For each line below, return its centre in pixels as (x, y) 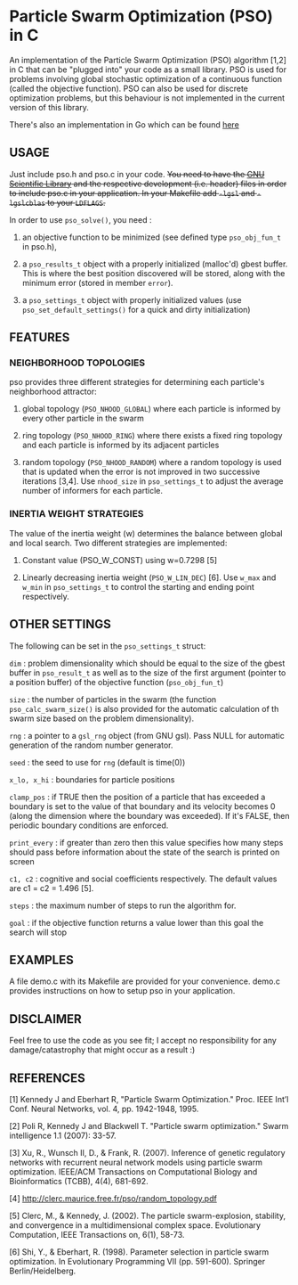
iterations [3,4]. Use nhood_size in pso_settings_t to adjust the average (153, 481)
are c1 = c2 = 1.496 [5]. (52, 888)
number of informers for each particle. (92, 491)
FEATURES (40, 337)
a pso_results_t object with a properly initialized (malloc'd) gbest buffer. (155, 264)
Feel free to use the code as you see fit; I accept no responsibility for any (143, 1041)
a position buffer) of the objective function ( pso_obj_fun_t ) (117, 682)
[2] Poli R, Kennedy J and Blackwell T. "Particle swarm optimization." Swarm (149, 1125)
